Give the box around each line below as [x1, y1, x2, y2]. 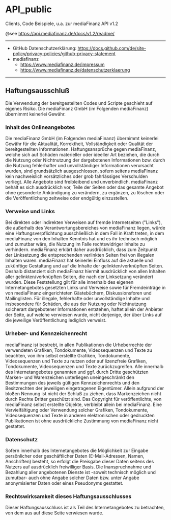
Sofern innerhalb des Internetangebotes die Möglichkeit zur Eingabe [5, 447, 149, 454]
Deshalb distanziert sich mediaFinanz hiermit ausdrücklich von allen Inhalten [5, 268, 166, 275]
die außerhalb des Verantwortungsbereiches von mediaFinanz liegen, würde [5, 225, 165, 231]
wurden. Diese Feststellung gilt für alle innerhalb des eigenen [5, 279, 134, 285]
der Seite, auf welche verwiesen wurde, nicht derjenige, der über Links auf [5, 312, 162, 318]
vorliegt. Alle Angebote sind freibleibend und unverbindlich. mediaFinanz [5, 179, 158, 185]
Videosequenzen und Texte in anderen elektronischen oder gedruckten [5, 412, 155, 418]
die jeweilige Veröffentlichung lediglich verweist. [5, 317, 107, 323]
